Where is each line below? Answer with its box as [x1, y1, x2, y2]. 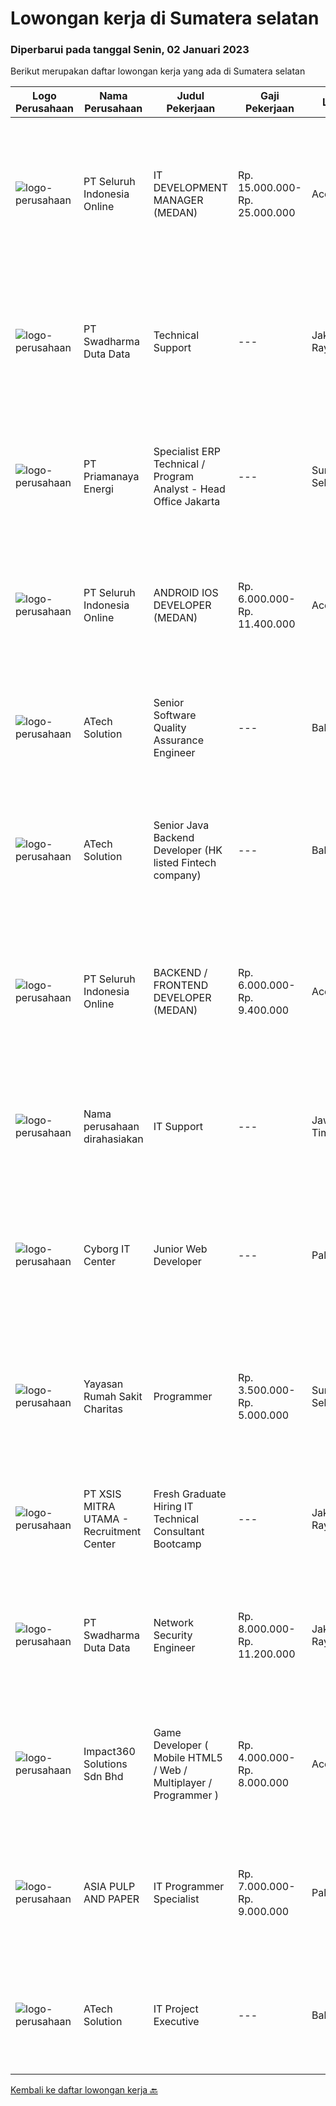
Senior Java [153, 818, 210, 832]
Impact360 [83, 1745, 136, 1759]
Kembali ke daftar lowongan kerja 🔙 [10, 2084, 158, 2096]
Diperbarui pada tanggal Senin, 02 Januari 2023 [10, 43, 250, 57]
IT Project [153, 2002, 199, 2016]
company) [153, 868, 202, 882]
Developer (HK [153, 843, 223, 857]
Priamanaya [83, 470, 140, 484]
